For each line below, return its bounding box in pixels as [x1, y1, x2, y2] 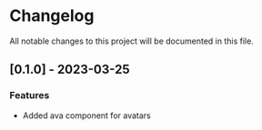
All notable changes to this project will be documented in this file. [9, 35, 255, 46]
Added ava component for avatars [22, 110, 152, 121]
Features [9, 89, 50, 102]
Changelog [9, 5, 95, 26]
